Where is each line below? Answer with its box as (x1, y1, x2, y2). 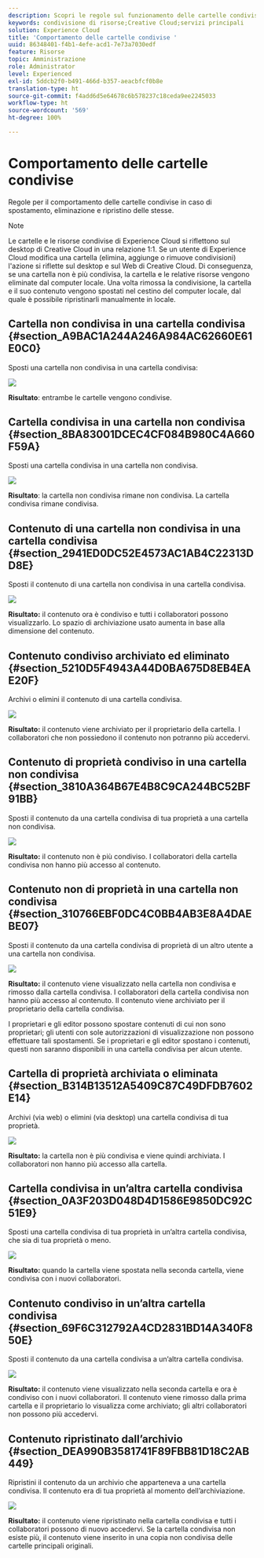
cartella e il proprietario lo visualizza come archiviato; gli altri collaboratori (8, 1401, 247, 1411)
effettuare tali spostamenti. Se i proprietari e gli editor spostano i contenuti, (8, 1035, 251, 1045)
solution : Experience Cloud (8, 26, 101, 34)
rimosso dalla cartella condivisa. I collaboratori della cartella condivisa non (8, 987, 249, 997)
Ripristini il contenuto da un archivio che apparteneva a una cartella (8, 1477, 226, 1486)
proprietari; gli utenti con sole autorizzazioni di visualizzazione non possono (8, 1027, 254, 1037)
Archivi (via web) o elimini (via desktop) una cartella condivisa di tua (8, 1112, 229, 1122)
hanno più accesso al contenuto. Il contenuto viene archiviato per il (8, 995, 225, 1005)
